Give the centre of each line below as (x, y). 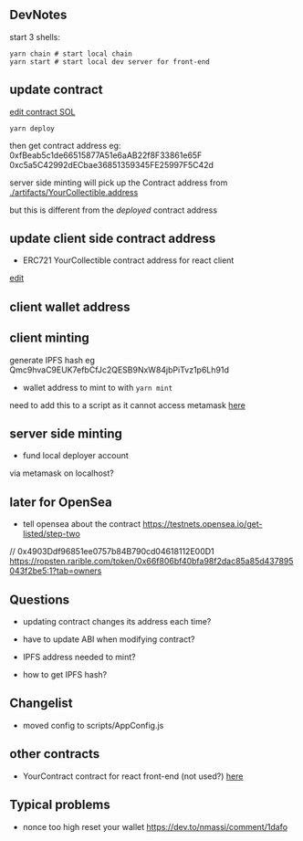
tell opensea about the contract (82, 524)
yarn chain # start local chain (71, 54)
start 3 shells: (35, 37)
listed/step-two (51, 534)
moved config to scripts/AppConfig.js (93, 725)
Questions (40, 599)
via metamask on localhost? (62, 473)
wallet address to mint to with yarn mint (98, 387)
